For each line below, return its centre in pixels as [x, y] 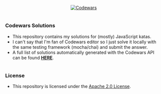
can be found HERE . [33, 58]
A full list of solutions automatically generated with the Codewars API [83, 52]
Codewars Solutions [30, 26]
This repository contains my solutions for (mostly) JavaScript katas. [82, 36]
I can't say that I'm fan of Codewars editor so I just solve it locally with [84, 42]
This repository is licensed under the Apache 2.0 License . [72, 87]
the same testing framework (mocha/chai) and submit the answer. [80, 47]
